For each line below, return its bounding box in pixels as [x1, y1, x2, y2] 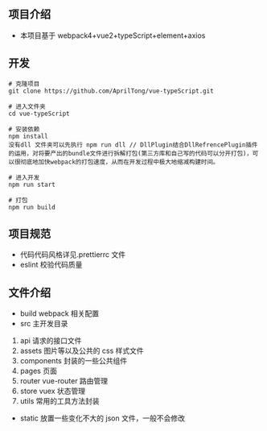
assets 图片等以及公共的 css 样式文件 [19, 346, 145, 356]
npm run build [8, 203, 56, 211]
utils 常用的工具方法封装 [19, 396, 100, 406]
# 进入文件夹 [8, 102, 46, 110]
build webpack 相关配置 [19, 309, 100, 318]
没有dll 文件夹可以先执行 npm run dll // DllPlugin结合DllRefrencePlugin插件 [8, 140, 258, 149]
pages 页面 [19, 366, 58, 376]
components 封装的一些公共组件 [19, 356, 127, 366]
